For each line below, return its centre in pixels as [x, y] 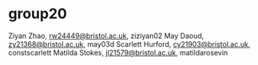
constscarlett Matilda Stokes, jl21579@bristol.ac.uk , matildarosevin [118, 52]
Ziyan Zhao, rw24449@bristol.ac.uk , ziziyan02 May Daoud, [106, 36]
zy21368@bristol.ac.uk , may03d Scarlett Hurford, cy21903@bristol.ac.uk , [129, 44]
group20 [38, 14]
